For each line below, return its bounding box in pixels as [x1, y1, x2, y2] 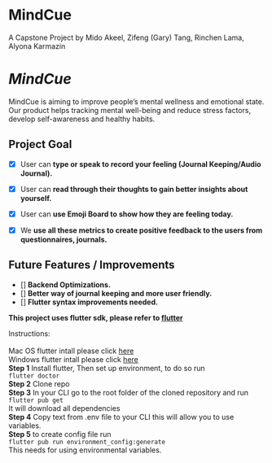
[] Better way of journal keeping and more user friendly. [20, 288, 213, 298]
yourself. [20, 193, 52, 203]
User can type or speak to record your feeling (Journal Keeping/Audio [20, 159, 262, 168]
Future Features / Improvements [8, 258, 175, 272]
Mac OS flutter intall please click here [8, 346, 134, 356]
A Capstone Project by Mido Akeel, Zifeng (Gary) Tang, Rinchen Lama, [8, 33, 244, 42]
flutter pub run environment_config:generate [8, 438, 165, 446]
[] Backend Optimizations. [20, 279, 112, 290]
